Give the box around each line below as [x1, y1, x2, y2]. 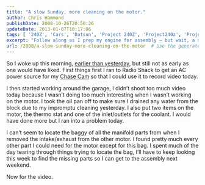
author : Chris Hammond [6, 15, 64, 21]
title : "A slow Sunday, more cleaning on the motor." [6, 9, 146, 15]
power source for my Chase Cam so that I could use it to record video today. [6, 73, 198, 80]
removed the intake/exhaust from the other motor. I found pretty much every [6, 135, 198, 142]
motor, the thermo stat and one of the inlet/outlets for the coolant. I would [6, 111, 191, 118]
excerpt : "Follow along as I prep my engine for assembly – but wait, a [6, 37, 195, 43]
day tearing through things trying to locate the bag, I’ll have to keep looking [6, 148, 195, 156]
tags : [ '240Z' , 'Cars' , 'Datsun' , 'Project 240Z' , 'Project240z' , [6, 32, 182, 38]
